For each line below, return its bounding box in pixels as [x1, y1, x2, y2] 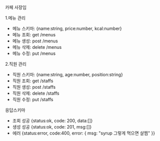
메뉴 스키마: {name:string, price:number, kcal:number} [12, 25, 122, 31]
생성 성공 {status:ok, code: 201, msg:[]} [12, 124, 92, 130]
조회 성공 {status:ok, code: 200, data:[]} [12, 118, 93, 124]
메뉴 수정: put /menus [12, 50, 56, 56]
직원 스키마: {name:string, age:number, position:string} [12, 72, 123, 77]
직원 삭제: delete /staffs [12, 90, 60, 96]
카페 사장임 [5, 4, 27, 10]
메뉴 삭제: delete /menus [12, 44, 62, 50]
